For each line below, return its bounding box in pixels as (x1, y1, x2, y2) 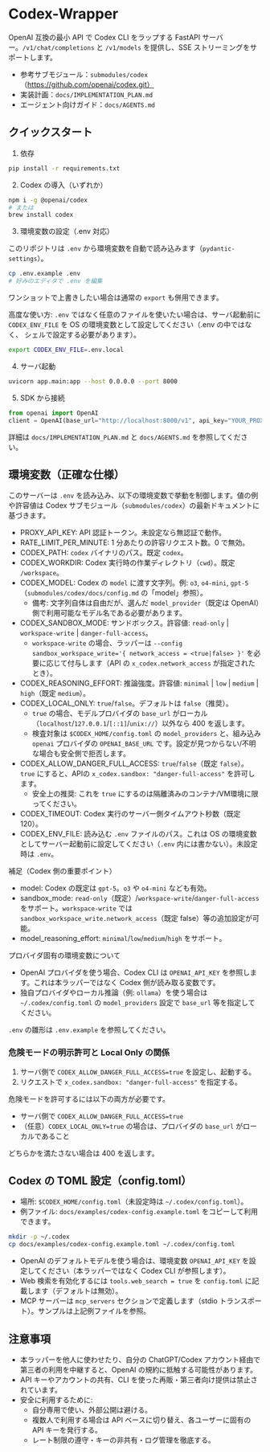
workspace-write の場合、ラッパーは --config (31, 638, 183, 648)
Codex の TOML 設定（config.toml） (8, 1174, 192, 1188)
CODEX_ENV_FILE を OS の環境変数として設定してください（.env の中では (8, 320, 245, 329)
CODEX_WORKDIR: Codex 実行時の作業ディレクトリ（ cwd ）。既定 (19, 558, 235, 567)
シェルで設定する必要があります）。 (23, 330, 141, 339)
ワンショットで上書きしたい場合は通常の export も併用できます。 (8, 292, 223, 302)
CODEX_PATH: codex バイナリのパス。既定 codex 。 (19, 548, 188, 558)
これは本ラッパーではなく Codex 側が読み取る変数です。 (33, 978, 220, 988)
